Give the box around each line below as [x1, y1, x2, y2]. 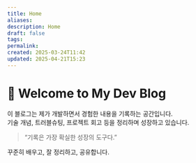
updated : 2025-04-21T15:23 [7, 56, 86, 63]
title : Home [7, 10, 42, 17]
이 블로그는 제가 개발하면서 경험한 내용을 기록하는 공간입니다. [7, 109, 173, 118]
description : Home [7, 23, 61, 30]
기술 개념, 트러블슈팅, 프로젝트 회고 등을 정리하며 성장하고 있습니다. [7, 118, 190, 126]
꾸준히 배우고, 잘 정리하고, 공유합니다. [7, 148, 110, 156]
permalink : [7, 42, 39, 49]
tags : [7, 36, 23, 43]
